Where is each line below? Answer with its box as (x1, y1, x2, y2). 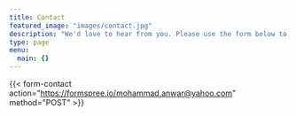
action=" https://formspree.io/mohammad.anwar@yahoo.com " (9, 88, 237, 98)
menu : (9, 46, 29, 55)
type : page (9, 37, 50, 47)
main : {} (17, 54, 50, 63)
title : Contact (9, 12, 66, 22)
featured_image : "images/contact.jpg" (9, 21, 152, 30)
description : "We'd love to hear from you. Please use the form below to (9, 29, 288, 38)
